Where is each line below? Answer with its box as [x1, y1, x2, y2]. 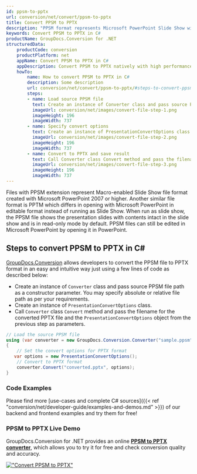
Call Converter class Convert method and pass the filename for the [14, 308, 175, 315]
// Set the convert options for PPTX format [16, 348, 127, 354]
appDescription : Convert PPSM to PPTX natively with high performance [16, 63, 193, 69]
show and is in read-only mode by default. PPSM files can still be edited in [6, 220, 186, 227]
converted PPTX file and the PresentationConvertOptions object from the [14, 314, 191, 321]
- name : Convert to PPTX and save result [27, 151, 130, 156]
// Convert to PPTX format [16, 359, 83, 365]
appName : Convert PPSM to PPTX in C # [16, 58, 109, 64]
